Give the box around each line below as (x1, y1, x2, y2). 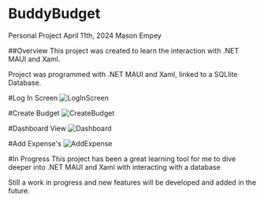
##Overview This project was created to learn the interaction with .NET (8, 46, 239, 55)
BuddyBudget (8, 5, 101, 23)
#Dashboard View (8, 123, 67, 133)
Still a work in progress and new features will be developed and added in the (8, 178, 257, 187)
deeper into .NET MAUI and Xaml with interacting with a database (8, 162, 221, 171)
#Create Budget (8, 108, 61, 118)
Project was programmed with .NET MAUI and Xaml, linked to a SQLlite (8, 69, 238, 79)
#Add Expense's (8, 138, 61, 148)
